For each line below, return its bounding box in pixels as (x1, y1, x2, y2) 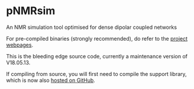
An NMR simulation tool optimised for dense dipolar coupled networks (6, 24, 177, 31)
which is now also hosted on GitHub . (6, 77, 96, 84)
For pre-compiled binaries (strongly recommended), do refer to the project (6, 35, 188, 42)
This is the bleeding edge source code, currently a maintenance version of (6, 52, 188, 60)
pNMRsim (6, 4, 56, 18)
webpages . (6, 41, 34, 48)
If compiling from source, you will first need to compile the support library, (6, 70, 187, 77)
